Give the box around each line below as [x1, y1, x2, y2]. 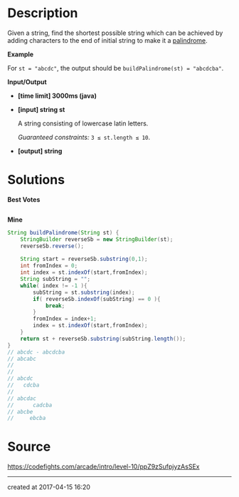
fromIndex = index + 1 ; [33, 315, 97, 322]
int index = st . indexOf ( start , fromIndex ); [20, 269, 148, 276]
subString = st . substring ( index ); [33, 289, 135, 296]
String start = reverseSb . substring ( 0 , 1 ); [20, 255, 148, 263]
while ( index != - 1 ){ [20, 282, 87, 290]
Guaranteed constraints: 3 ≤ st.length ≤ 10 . [17, 133, 151, 141]
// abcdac [7, 394, 37, 402]
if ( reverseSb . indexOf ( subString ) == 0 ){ [33, 295, 161, 302]
